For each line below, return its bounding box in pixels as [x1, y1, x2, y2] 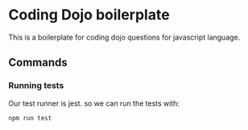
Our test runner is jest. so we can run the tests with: [8, 99, 180, 108]
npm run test [8, 114, 52, 122]
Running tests [8, 80, 64, 91]
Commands [8, 56, 68, 69]
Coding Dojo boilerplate [8, 6, 171, 24]
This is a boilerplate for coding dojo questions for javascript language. [8, 32, 241, 42]
